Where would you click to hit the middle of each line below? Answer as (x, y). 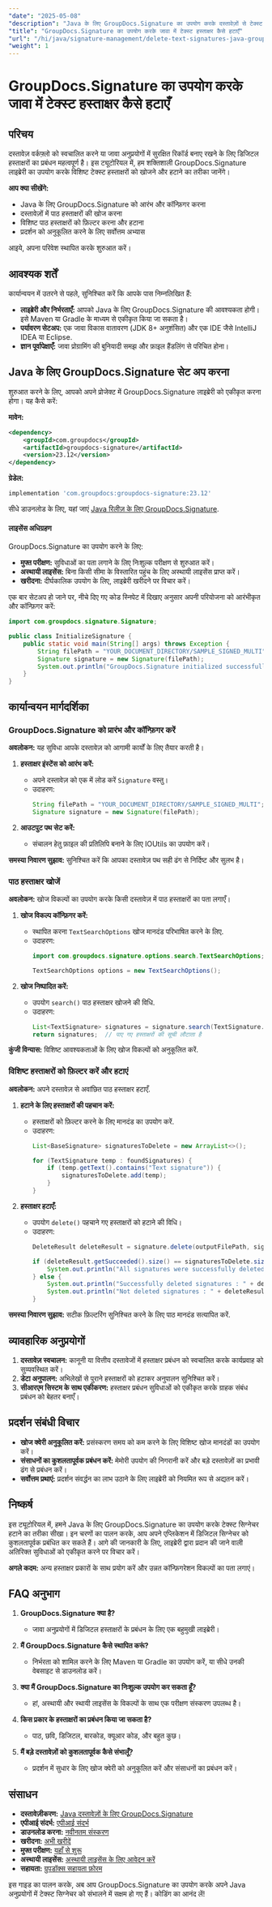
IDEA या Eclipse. (46, 336)
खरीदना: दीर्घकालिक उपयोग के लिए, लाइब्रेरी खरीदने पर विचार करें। (106, 581)
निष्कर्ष (21, 1505)
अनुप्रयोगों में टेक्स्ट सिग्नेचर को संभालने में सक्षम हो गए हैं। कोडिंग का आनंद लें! (107, 1894)
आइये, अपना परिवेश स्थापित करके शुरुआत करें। (70, 248)
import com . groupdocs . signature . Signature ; (83, 622)
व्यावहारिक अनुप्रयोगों (47, 1341)
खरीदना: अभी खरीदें (45, 1841)
